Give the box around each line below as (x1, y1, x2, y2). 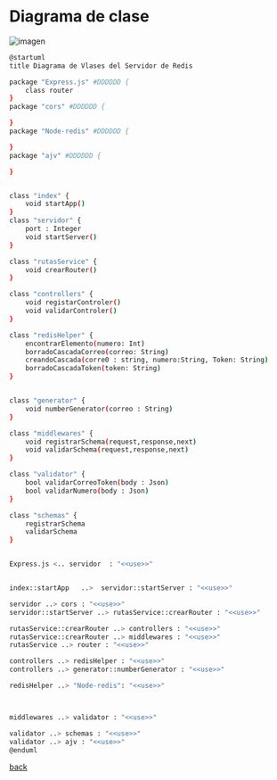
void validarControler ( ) (25, 306, 118, 316)
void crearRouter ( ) (25, 265, 98, 274)
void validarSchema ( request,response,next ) (25, 445, 190, 454)
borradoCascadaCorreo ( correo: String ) (25, 347, 169, 356)
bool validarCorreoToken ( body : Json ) (25, 478, 169, 487)
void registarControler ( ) (25, 298, 122, 307)
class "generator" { (9, 396, 86, 405)
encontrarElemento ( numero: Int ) (25, 339, 145, 348)
